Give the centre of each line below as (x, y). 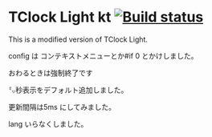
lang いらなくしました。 (48, 123)
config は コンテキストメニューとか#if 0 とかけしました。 (103, 55)
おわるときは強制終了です (51, 73)
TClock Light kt (60, 17)
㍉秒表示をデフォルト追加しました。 (68, 90)
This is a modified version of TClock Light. (78, 39)
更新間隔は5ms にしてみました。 (62, 107)
